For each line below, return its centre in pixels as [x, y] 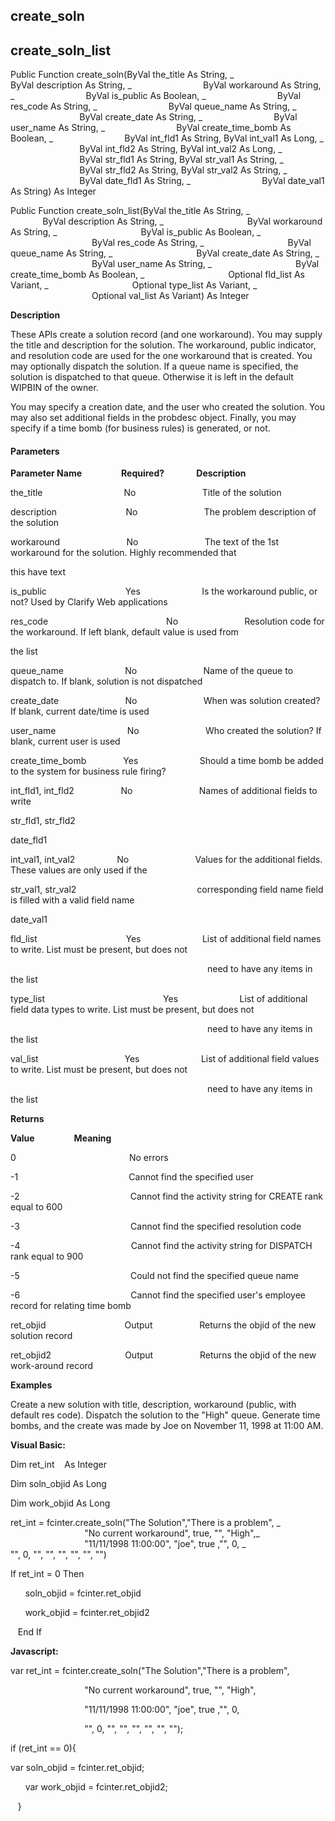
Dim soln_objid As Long [58, 1484]
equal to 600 [36, 1207]
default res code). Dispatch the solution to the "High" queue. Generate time [165, 1415]
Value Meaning [61, 1138]
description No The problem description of [163, 512]
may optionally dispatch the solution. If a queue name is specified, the [154, 366]
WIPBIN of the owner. [54, 388]
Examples [31, 1385]
